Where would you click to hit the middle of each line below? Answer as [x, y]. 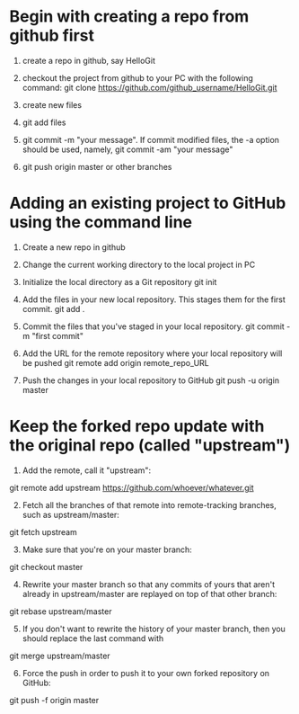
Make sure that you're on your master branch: [107, 549]
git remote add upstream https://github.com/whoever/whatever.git [132, 487]
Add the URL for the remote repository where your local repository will [152, 353]
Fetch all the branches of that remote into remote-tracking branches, [149, 504]
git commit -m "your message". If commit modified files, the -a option [151, 139]
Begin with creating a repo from [129, 17]
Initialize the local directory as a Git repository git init [119, 281]
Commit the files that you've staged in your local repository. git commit [153, 326]
